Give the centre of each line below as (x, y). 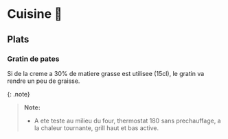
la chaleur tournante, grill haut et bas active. (96, 128)
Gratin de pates (33, 59)
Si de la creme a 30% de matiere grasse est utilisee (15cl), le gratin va (106, 73)
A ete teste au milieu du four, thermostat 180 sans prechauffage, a (127, 121)
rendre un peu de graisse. (44, 81)
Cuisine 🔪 (35, 14)
